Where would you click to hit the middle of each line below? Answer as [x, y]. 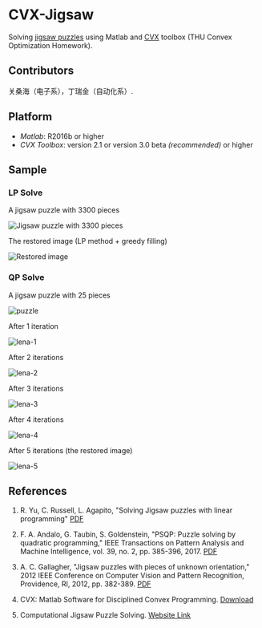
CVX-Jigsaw [51, 15]
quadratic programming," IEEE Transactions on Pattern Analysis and [132, 543]
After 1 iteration [33, 326]
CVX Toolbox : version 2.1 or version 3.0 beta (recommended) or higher [137, 144]
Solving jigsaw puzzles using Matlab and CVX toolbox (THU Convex [120, 37]
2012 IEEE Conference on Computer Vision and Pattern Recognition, [132, 576]
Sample [28, 170]
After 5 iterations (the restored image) [71, 450]
